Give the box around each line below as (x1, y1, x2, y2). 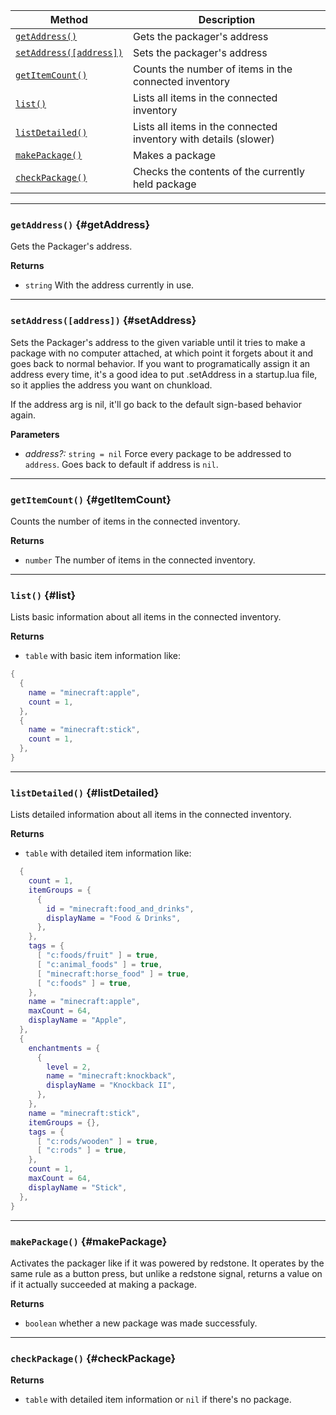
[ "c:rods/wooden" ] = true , (36, 1136, 159, 1146)
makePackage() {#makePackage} (10, 1234, 168, 1248)
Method (49, 13, 89, 26)
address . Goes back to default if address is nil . (24, 458, 219, 470)
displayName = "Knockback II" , (46, 1080, 177, 1091)
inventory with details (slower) (132, 132, 275, 146)
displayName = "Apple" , (28, 1015, 128, 1026)
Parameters (10, 428, 60, 440)
